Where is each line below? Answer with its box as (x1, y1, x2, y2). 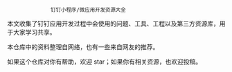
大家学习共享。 (12, 28, 56, 36)
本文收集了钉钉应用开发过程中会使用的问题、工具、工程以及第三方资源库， (7, 19, 220, 28)
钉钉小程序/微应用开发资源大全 (51, 6, 126, 13)
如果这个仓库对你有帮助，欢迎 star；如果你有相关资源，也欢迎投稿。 (7, 57, 202, 66)
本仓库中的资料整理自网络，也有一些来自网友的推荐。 (7, 43, 159, 51)
